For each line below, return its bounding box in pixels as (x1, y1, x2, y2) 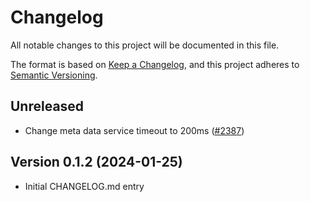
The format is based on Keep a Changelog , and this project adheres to (10, 58, 300, 70)
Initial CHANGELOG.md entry (24, 180, 145, 192)
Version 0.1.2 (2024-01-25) (10, 154, 183, 171)
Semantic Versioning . (10, 69, 98, 81)
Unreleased (10, 98, 85, 115)
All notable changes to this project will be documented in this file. (10, 39, 280, 51)
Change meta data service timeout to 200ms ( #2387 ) (24, 124, 245, 136)
